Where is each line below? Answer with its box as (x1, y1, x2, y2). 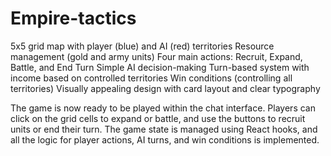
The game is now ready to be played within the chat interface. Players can (10, 102, 316, 114)
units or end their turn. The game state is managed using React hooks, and (10, 123, 318, 135)
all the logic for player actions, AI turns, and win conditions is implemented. (10, 133, 320, 146)
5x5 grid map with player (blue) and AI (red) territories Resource (10, 40, 275, 52)
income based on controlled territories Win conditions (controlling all (10, 72, 293, 84)
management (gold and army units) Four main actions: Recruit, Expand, (10, 50, 303, 62)
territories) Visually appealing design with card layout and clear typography (10, 82, 321, 94)
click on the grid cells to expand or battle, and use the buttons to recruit (10, 112, 306, 124)
